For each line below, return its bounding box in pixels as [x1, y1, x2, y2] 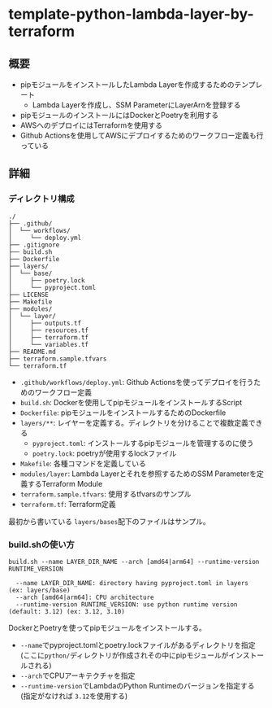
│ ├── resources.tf [8, 326, 89, 334]
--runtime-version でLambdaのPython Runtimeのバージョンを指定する [19, 680, 255, 690]
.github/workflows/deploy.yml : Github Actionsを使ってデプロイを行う [19, 377, 254, 387]
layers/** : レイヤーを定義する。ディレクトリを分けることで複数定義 [19, 417, 249, 427]
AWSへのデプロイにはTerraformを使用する [19, 120, 163, 130]
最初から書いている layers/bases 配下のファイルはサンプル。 [8, 516, 211, 526]
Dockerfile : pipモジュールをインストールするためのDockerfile [19, 408, 227, 417]
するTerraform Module [27, 479, 103, 488]
